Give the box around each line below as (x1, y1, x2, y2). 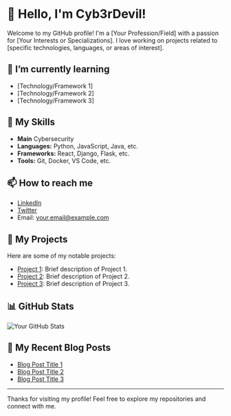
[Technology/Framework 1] (16, 82, 93, 90)
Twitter (16, 206, 38, 215)
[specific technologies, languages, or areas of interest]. (7, 43, 164, 52)
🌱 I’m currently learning (7, 63, 110, 75)
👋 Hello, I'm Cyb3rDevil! (7, 6, 146, 22)
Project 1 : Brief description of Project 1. (16, 265, 127, 274)
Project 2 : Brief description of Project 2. (16, 272, 130, 281)
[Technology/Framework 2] (16, 89, 94, 97)
